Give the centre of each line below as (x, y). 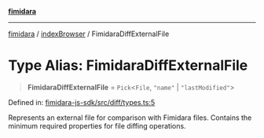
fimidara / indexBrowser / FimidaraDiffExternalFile (89, 34)
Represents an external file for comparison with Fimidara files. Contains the (130, 118)
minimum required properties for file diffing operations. (97, 125)
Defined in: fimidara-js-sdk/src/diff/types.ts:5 (82, 102)
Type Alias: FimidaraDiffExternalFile (128, 65)
